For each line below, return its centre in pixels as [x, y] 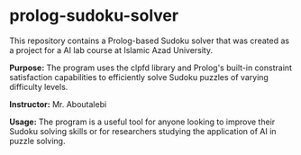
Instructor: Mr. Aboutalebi [58, 104]
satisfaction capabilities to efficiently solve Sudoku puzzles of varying [139, 77]
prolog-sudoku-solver [94, 16]
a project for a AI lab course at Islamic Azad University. [111, 50]
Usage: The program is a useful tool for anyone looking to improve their [142, 122]
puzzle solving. [37, 141]
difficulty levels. [39, 87]
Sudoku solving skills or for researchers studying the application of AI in [143, 131]
